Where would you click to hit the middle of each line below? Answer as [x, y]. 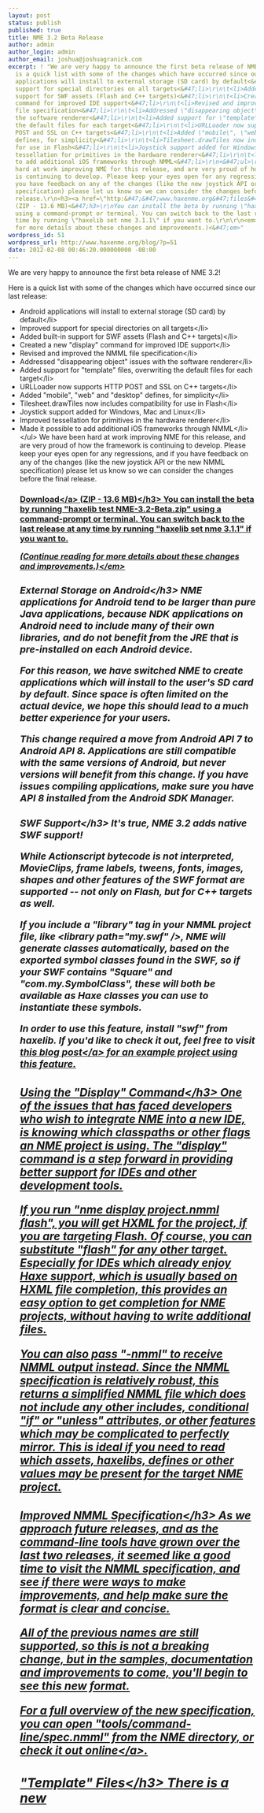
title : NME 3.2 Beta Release [56, 37]
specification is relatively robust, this [119, 1380]
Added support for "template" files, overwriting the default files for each [136, 370]
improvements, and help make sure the [124, 1595]
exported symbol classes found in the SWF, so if [130, 960]
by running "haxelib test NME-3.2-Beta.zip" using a [120, 509]
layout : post [29, 15]
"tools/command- [143, 1723]
